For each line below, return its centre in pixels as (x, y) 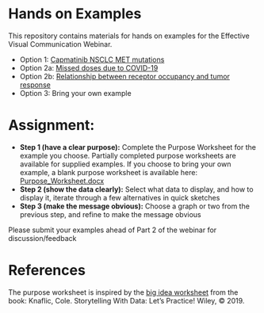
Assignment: (52, 126)
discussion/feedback (42, 238)
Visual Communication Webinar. (60, 44)
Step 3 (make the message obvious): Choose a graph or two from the (134, 206)
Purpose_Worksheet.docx (62, 181)
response (35, 85)
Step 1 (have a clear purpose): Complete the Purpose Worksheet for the (138, 147)
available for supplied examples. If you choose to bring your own (125, 164)
